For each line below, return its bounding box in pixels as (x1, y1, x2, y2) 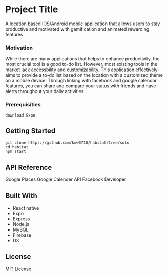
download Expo (5, 112, 36, 118)
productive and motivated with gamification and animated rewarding (5, 26, 150, 32)
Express (12, 216, 30, 222)
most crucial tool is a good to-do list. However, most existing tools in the (5, 61, 158, 67)
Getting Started (5, 126, 56, 135)
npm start (5, 149, 27, 154)
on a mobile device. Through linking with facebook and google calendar (5, 78, 157, 84)
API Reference (5, 163, 52, 172)
